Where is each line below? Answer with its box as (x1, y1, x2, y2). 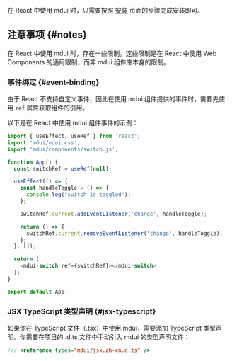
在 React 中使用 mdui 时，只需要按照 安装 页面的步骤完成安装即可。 (7, 6, 204, 14)
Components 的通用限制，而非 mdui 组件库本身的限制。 (7, 57, 170, 66)
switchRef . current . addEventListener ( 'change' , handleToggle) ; (20, 210, 207, 217)
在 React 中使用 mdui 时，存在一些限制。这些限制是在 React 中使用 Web (7, 49, 217, 57)
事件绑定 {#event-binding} (7, 77, 100, 87)
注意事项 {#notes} (7, 29, 87, 41)
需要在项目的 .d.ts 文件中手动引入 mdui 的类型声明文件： (25, 333, 190, 341)
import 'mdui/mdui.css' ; (7, 139, 81, 147)
